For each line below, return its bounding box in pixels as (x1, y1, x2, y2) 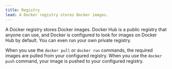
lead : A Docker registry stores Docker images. (5, 12, 109, 17)
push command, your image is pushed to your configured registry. (5, 58, 144, 64)
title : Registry (5, 7, 40, 13)
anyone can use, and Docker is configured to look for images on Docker (5, 32, 157, 38)
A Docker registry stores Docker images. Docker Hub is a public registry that (5, 26, 167, 32)
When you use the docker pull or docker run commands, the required (5, 47, 153, 53)
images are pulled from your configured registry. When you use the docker (5, 52, 162, 59)
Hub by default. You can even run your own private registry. (5, 37, 132, 43)
